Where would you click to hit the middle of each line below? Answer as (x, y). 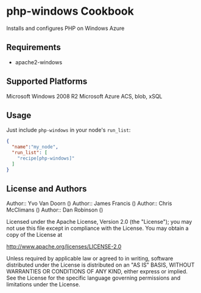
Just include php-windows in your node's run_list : (69, 130)
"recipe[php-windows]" (46, 158)
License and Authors (47, 189)
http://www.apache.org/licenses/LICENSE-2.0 (64, 247)
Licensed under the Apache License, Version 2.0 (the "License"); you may (99, 222)
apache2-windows (39, 62)
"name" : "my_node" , (35, 147)
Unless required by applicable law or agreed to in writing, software (90, 259)
